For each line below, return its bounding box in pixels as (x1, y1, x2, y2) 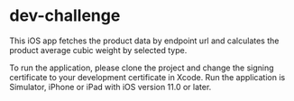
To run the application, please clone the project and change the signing (9, 62, 274, 73)
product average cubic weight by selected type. (9, 44, 188, 55)
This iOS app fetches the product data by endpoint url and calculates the (9, 35, 280, 46)
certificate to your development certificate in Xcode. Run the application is (9, 71, 286, 82)
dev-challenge (9, 5, 121, 26)
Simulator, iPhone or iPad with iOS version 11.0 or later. (9, 81, 212, 92)
